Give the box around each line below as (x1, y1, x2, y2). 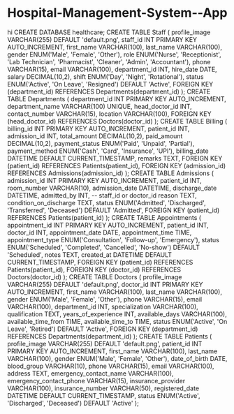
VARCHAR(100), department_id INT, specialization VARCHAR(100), (7, 302, 199, 311)
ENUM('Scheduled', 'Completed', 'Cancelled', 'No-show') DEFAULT (7, 243, 200, 251)
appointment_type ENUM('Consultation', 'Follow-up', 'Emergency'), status (7, 235, 220, 244)
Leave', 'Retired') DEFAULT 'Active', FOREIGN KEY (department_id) (7, 325, 198, 333)
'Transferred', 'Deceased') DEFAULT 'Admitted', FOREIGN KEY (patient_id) (7, 206, 220, 214)
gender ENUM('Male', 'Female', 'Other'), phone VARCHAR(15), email (7, 295, 203, 303)
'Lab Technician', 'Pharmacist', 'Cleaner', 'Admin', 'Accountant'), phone (7, 57, 211, 66)
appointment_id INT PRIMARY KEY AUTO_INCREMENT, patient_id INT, (7, 221, 210, 229)
